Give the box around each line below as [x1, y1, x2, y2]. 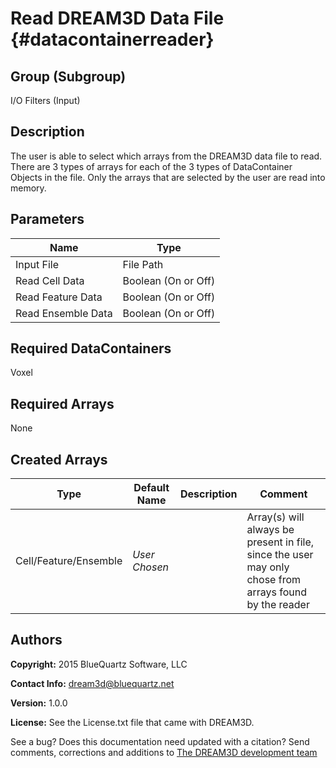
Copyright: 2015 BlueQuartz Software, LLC [10, 658, 188, 670]
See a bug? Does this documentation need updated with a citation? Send [10, 735, 310, 747]
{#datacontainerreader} [10, 28, 215, 51]
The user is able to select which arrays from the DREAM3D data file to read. [10, 150, 323, 162]
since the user [246, 548, 314, 562]
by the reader [246, 598, 310, 612]
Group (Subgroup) [10, 68, 127, 85]
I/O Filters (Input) [10, 95, 81, 106]
